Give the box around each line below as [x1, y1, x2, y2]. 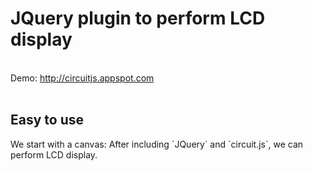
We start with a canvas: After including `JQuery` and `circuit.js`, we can [10, 138, 304, 150]
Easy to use [10, 112, 85, 129]
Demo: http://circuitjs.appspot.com [10, 72, 155, 84]
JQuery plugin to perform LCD [10, 7, 266, 30]
